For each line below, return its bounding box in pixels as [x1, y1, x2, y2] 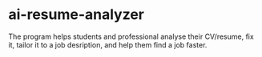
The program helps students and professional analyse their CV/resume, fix [8, 32, 254, 41]
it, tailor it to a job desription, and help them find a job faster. [8, 40, 208, 49]
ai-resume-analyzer [8, 6, 145, 24]
